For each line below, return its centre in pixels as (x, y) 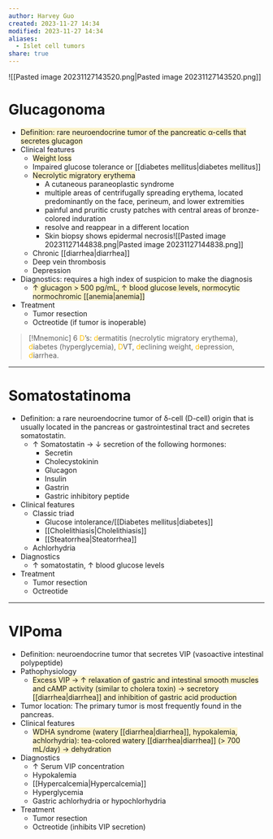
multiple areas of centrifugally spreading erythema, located (144, 193)
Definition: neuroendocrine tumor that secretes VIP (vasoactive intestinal (142, 654)
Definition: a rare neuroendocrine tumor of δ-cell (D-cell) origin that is (137, 418)
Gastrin (56, 487)
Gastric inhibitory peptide (87, 496)
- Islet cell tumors (50, 46)
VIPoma (35, 632)
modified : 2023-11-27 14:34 (56, 31)
